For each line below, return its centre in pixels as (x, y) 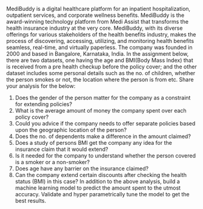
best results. (31, 201)
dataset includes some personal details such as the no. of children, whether (101, 73)
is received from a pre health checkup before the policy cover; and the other (101, 67)
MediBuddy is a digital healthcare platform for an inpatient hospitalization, (98, 9)
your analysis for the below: (41, 86)
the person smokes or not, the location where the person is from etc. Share (100, 79)
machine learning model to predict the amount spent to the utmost (98, 188)
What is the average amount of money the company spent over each (101, 111)
